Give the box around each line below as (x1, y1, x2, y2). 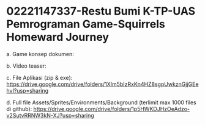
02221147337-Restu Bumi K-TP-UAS (6, 4, 196, 18)
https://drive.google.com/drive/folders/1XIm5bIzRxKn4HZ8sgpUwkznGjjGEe (6, 80, 199, 88)
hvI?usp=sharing (6, 87, 49, 94)
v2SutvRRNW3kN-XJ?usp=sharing (6, 112, 95, 119)
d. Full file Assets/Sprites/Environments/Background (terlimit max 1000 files (6, 99, 197, 106)
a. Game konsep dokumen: (6, 50, 75, 57)
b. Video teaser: (6, 62, 47, 70)
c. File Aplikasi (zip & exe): (6, 74, 73, 81)
